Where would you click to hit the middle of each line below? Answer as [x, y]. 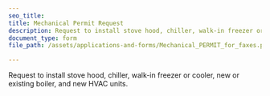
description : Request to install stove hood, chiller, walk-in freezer [131, 30]
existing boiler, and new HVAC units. [68, 84]
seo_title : [27, 16]
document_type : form [43, 38]
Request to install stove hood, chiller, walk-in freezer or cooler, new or [124, 75]
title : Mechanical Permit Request [66, 23]
